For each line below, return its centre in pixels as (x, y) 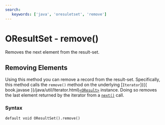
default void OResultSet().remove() (43, 118)
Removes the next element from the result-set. (52, 52)
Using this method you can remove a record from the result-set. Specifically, (83, 80)
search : (13, 10)
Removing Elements (36, 68)
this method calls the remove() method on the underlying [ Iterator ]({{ (76, 85)
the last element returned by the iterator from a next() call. (65, 95)
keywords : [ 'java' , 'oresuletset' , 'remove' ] (59, 14)
